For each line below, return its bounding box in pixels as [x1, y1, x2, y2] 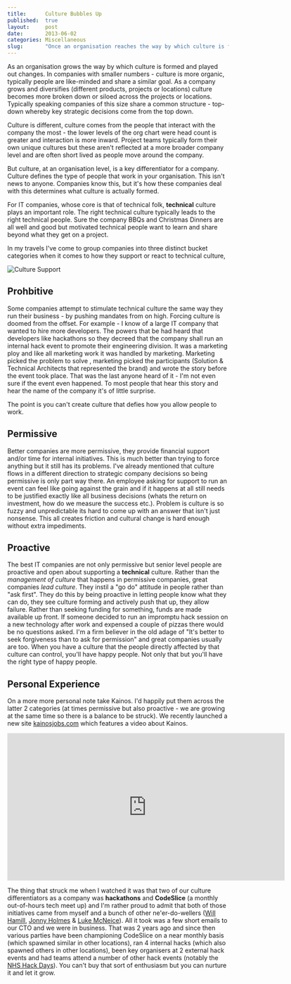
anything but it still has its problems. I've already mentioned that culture [7, 462, 214, 470]
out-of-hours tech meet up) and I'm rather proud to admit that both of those [7, 902, 226, 910]
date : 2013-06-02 [7, 30, 77, 37]
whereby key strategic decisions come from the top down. [25, 107, 194, 115]
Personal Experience [7, 678, 101, 690]
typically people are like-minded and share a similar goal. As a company [7, 77, 216, 85]
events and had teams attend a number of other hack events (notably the [7, 954, 219, 962]
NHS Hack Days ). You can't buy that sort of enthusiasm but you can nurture [7, 961, 227, 970]
